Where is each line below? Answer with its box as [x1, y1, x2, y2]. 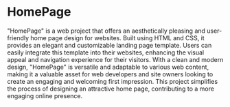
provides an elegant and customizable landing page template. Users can [7, 41, 212, 49]
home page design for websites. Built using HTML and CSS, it [30, 33, 205, 42]
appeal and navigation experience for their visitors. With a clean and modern [7, 55, 224, 63]
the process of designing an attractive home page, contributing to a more [7, 85, 215, 93]
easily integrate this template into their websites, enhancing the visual [7, 48, 205, 57]
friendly [7, 33, 30, 42]
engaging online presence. [7, 91, 83, 100]
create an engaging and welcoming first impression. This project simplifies [7, 77, 218, 85]
